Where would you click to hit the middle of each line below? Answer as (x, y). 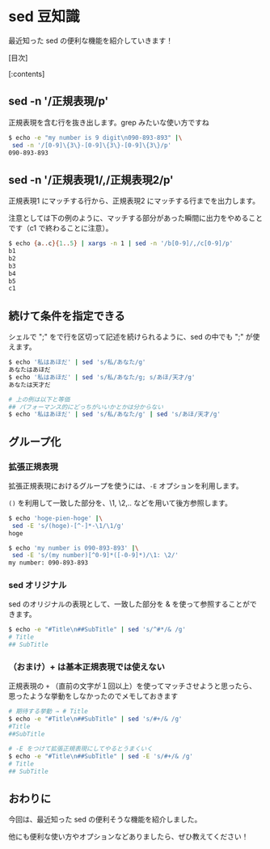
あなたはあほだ (30, 370)
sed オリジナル (38, 585)
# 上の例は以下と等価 (39, 399)
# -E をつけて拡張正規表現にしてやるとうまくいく (81, 749)
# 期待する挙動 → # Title (49, 712)
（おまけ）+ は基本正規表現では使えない (87, 667)
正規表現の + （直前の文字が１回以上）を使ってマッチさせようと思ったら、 (133, 686)
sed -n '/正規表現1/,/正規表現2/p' (91, 180)
